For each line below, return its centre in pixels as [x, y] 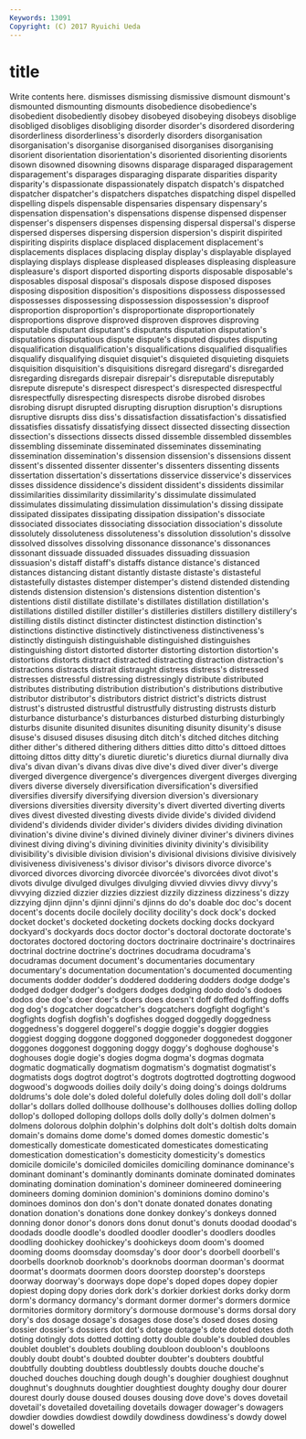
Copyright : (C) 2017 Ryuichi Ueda [75, 26]
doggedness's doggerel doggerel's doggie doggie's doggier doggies [139, 1029]
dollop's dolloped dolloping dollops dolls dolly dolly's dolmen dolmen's [142, 1116]
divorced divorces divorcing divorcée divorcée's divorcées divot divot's [144, 873]
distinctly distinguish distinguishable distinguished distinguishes [130, 640]
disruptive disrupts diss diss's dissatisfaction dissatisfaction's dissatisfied [148, 418]
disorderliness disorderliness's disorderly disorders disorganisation [136, 136]
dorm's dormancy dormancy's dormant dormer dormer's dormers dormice [150, 1301]
